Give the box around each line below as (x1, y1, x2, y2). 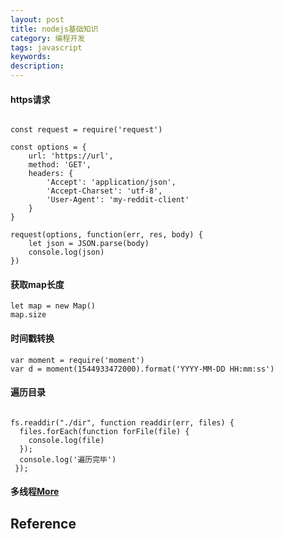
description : (10, 61, 65, 71)
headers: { (28, 169, 74, 179)
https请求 (10, 93, 51, 105)
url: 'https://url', (28, 151, 114, 161)
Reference (10, 515, 77, 532)
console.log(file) (28, 435, 105, 445)
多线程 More (10, 486, 60, 498)
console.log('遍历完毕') (19, 454, 117, 465)
